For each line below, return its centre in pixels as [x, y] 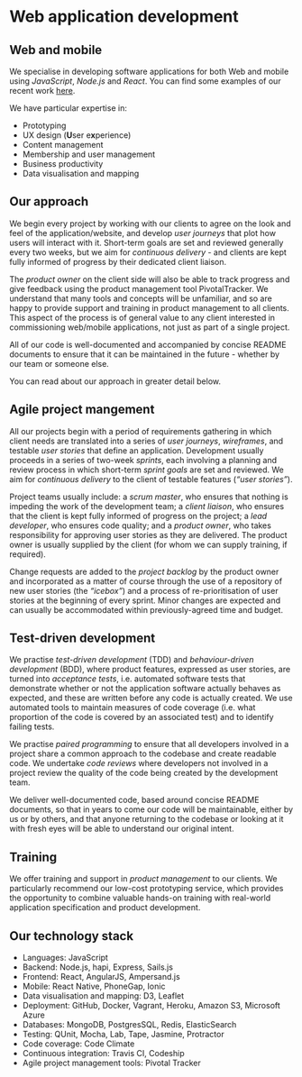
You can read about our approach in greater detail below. [115, 381]
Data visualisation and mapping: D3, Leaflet [103, 996]
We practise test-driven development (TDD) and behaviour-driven [132, 660]
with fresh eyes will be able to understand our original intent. [122, 829]
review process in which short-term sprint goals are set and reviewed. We [146, 470]
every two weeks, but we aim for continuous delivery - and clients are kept [148, 252]
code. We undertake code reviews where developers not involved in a [139, 763]
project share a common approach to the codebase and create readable [143, 753]
